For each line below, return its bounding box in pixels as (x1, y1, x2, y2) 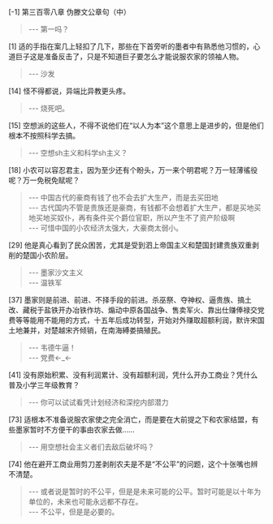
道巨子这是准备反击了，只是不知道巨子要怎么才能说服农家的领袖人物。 (8, 52, 244, 61)
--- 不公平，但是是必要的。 (28, 507, 119, 517)
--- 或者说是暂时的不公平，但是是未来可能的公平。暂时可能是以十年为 (28, 487, 262, 496)
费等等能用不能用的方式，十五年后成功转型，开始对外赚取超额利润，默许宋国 (8, 316, 265, 324)
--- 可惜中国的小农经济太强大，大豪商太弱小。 (28, 223, 184, 233)
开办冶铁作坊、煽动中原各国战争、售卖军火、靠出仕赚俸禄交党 (58, 305, 265, 315)
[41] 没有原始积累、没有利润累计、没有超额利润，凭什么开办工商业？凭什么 (8, 370, 258, 380)
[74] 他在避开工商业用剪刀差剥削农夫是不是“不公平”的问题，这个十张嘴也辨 (8, 459, 258, 469)
